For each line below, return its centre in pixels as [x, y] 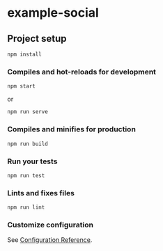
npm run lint [26, 208]
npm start [22, 86]
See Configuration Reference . [50, 240]
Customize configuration [51, 225]
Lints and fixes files [41, 193]
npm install [24, 54]
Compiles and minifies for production [71, 129]
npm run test [26, 175]
